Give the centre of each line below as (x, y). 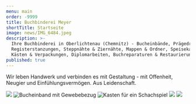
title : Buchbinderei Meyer (39, 22)
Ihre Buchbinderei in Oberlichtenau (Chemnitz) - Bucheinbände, (91, 44)
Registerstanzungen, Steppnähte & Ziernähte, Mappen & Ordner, (90, 49)
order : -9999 (22, 17)
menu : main (19, 11)
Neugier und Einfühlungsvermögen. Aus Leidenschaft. (71, 83)
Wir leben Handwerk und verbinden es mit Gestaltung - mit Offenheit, (90, 77)
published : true (26, 60)
